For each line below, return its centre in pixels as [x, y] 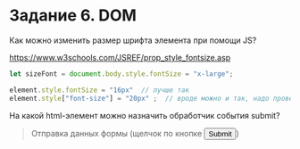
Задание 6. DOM [73, 16]
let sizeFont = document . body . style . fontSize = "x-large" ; [121, 74]
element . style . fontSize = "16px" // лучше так [100, 90]
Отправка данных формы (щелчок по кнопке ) [135, 133]
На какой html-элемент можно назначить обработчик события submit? [145, 115]
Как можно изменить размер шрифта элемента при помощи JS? [133, 40]
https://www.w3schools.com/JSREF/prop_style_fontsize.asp [120, 57]
